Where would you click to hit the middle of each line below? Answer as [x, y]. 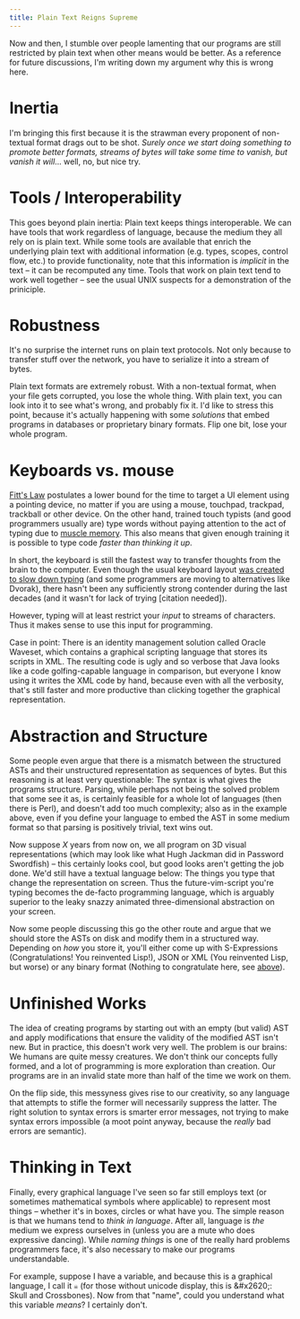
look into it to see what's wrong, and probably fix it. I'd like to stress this [141, 405]
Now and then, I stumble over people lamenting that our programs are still [145, 43]
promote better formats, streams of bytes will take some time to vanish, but [149, 152]
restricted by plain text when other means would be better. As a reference [146, 52]
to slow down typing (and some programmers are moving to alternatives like [150, 579]
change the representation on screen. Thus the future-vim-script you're [142, 883]
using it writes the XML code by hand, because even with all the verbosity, [146, 681]
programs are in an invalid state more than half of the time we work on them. [150, 1076]
